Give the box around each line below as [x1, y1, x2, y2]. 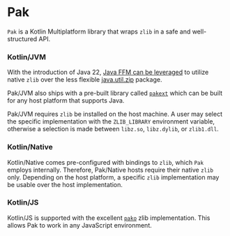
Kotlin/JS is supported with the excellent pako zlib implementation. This [7, 214, 210, 222]
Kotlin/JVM [7, 52, 47, 61]
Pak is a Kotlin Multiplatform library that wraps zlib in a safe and [7, 27, 191, 36]
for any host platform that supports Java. [7, 96, 125, 105]
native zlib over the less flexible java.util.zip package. [7, 75, 162, 84]
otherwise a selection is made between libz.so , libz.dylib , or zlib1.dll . [7, 125, 220, 133]
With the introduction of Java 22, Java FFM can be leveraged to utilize [7, 68, 209, 77]
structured [7, 34, 38, 43]
